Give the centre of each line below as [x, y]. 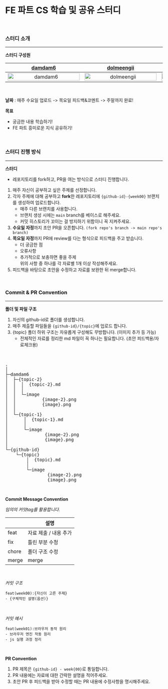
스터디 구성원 [18, 55]
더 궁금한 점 [31, 245]
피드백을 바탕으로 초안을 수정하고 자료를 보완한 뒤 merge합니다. [74, 270]
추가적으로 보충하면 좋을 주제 [48, 257]
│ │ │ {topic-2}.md [33, 384]
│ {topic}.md [43, 460]
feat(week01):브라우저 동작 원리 [36, 629]
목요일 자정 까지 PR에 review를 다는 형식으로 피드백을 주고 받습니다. [78, 238]
